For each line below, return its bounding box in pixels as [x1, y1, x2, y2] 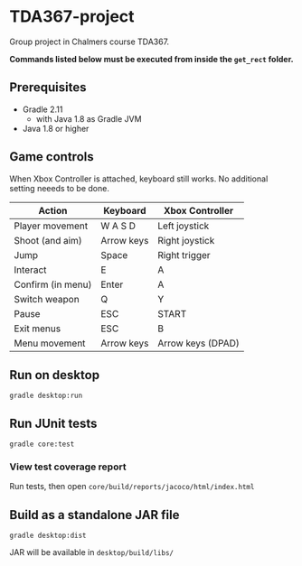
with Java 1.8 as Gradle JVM [35, 113, 142, 124]
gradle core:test [9, 440, 75, 449]
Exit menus [14, 322, 61, 335]
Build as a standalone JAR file [9, 507, 180, 523]
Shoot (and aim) [14, 234, 83, 246]
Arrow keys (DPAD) [157, 337, 240, 349]
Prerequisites [9, 79, 87, 96]
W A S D [100, 219, 137, 232]
